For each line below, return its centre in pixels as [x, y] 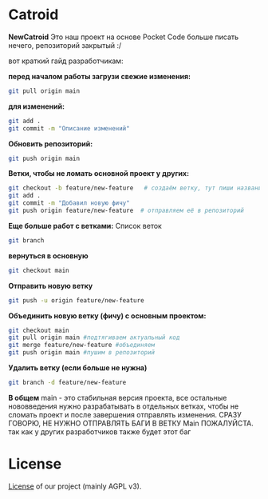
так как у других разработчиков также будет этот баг [100, 431]
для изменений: [37, 106]
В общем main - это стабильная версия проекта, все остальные [118, 397]
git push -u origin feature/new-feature [77, 300]
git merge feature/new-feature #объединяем [82, 345]
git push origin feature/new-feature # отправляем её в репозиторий [126, 211]
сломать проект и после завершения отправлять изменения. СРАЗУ [125, 414]
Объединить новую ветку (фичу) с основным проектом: [107, 315]
